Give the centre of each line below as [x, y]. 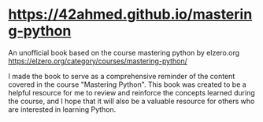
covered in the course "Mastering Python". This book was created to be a [127, 84]
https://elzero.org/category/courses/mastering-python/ [98, 61]
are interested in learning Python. [62, 109]
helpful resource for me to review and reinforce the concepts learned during [132, 92]
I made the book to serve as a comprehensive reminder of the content [122, 76]
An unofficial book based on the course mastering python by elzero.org [124, 52]
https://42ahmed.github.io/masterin [130, 14]
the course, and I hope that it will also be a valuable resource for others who [131, 101]
